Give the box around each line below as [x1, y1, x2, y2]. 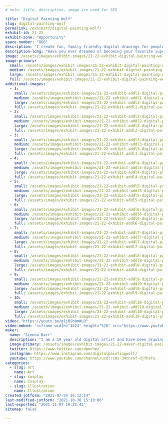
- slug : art [9, 365, 35, 370]
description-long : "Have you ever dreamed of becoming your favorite [5, 48, 153, 54]
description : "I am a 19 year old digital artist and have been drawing [9, 337, 164, 342]
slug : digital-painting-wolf [5, 21, 66, 26]
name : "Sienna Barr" [9, 332, 52, 337]
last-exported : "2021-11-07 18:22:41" [5, 402, 86, 407]
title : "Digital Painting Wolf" [5, 16, 72, 21]
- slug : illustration [9, 383, 55, 388]
